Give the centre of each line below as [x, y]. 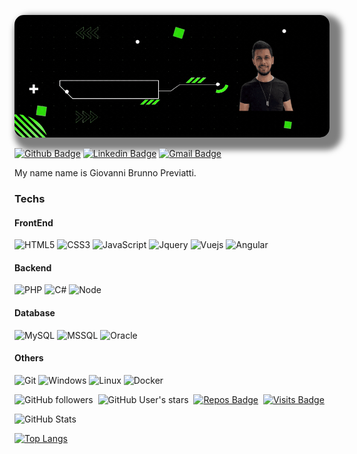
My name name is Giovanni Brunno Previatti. [105, 173]
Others [29, 358]
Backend [33, 267]
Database [35, 312]
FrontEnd [34, 222]
